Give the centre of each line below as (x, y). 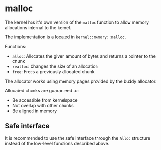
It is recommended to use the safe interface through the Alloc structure (78, 138)
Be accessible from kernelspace (45, 100)
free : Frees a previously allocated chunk (53, 71)
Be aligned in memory (34, 111)
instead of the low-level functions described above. (57, 143)
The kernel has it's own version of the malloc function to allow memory (77, 22)
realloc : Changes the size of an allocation (55, 66)
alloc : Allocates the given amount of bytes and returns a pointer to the (84, 56)
